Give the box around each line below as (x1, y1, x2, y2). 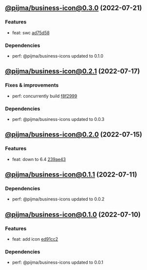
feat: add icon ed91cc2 (12, 236, 58, 242)
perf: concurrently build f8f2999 (12, 93, 77, 99)
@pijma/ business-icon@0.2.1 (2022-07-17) (5, 67, 140, 75)
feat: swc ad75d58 (12, 29, 50, 36)
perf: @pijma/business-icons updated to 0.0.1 (12, 259, 104, 266)
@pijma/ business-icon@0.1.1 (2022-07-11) (5, 171, 137, 179)
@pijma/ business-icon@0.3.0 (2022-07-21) (5, 4, 142, 12)
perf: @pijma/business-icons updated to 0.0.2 (12, 196, 105, 202)
